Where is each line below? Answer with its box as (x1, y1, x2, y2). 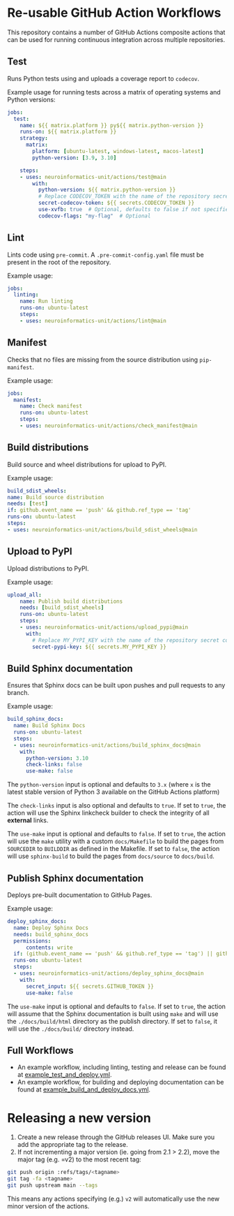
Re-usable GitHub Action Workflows (7, 5, 221, 21)
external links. (7, 816, 49, 824)
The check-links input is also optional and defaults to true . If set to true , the (7, 801, 226, 810)
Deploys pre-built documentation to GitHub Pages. (7, 891, 153, 899)
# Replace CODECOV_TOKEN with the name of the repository (38, 193, 210, 200)
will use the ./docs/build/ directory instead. (7, 1024, 134, 1033)
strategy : (19, 135, 49, 142)
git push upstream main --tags (7, 1182, 98, 1189)
